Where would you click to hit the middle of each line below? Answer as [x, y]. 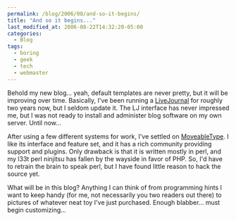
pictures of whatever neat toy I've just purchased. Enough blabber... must [114, 202]
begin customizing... [37, 210]
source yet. [24, 174]
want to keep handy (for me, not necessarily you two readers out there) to [114, 195]
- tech [23, 66]
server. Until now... [35, 122]
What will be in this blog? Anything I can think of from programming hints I [115, 187]
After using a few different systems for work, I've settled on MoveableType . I [118, 136]
